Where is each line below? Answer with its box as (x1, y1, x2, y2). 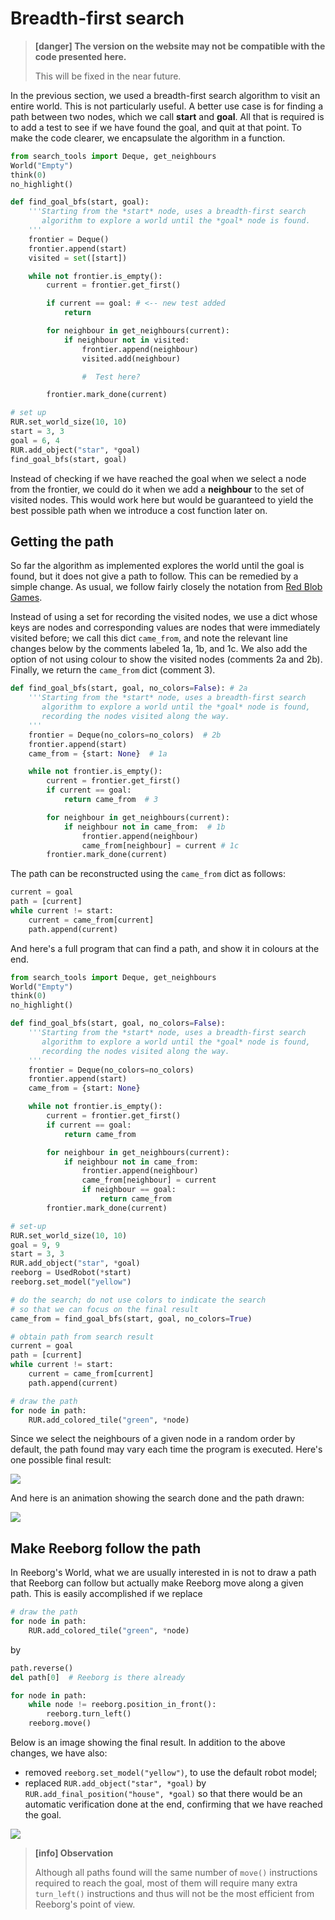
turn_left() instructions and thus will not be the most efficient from (34, 1888, 315, 1900)
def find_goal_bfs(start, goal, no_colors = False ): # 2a (10, 683, 248, 694)
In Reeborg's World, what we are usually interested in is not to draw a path (10, 1567, 317, 1579)
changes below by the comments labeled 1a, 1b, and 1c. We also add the (10, 643, 308, 655)
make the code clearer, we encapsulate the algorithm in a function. (10, 132, 286, 144)
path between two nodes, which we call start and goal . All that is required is (10, 110, 325, 122)
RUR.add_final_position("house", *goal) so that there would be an (24, 1788, 303, 1800)
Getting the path (10, 533, 115, 550)
